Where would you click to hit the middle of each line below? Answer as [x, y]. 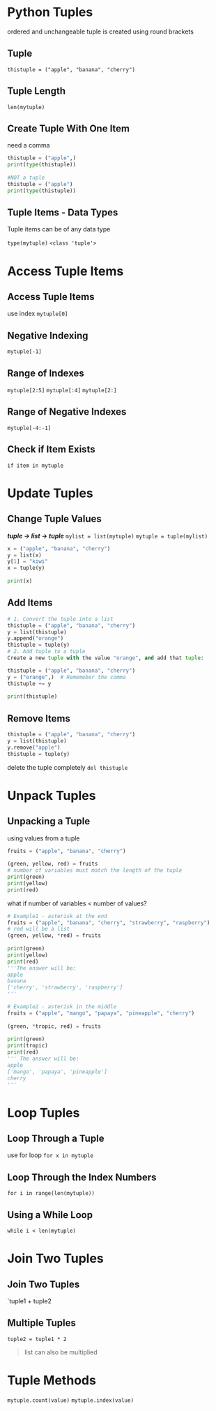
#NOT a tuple [26, 178]
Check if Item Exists [51, 449]
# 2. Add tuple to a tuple [46, 652]
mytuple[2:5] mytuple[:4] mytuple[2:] [62, 391]
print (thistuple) [32, 696]
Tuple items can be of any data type [59, 229]
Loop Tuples [44, 1113]
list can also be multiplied [61, 1352]
